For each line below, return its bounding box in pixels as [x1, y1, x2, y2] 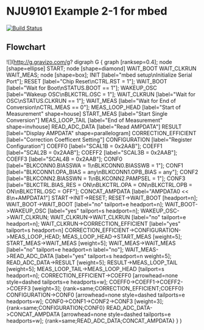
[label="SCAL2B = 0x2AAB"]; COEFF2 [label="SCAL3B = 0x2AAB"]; [6, 149, 178, 156]
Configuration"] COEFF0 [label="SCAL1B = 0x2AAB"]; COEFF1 [6, 142, 163, 150]
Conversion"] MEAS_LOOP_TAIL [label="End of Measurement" [6, 116, 163, 124]
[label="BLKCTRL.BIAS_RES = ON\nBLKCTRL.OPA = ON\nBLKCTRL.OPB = [6, 181, 193, 188]
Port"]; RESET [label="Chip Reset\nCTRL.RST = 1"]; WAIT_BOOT [6, 77, 167, 85]
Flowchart [6, 42, 46, 52]
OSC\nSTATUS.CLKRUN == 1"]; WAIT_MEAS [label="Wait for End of [6, 97, 177, 104]
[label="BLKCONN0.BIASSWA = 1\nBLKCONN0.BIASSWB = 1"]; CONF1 [6, 161, 184, 169]
